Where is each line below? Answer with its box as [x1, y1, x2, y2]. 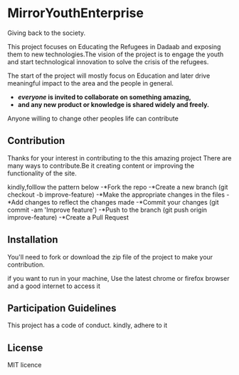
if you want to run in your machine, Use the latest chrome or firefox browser [7, 274, 230, 282]
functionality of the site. [7, 169, 77, 178]
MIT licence [7, 361, 42, 369]
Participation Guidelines [7, 302, 117, 314]
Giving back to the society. [7, 29, 86, 37]
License [7, 341, 43, 354]
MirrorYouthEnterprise [7, 5, 144, 21]
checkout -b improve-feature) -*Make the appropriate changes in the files [7, 190, 225, 199]
